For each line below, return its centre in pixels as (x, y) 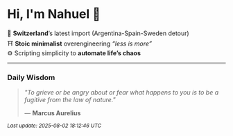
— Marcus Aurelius (52, 113)
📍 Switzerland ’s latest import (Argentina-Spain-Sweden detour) (98, 33)
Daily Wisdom (31, 77)
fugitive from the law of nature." (70, 100)
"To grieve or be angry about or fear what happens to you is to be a (121, 93)
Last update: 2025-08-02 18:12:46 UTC (54, 126)
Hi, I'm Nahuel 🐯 (54, 14)
